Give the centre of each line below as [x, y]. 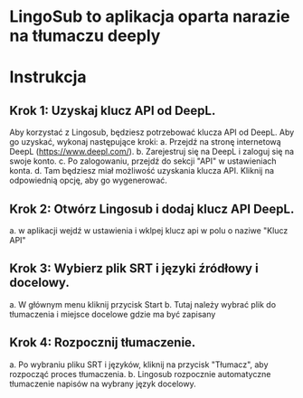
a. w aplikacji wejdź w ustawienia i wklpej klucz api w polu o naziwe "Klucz [149, 231]
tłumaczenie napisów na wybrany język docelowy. [103, 384]
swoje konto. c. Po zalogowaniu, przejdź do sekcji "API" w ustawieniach [143, 161]
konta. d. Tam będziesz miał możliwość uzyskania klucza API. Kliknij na [142, 171]
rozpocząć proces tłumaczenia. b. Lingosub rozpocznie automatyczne [140, 374]
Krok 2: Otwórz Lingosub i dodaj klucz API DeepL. [152, 208]
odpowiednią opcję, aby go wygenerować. [88, 180]
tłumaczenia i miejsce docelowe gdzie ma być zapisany [113, 314]
